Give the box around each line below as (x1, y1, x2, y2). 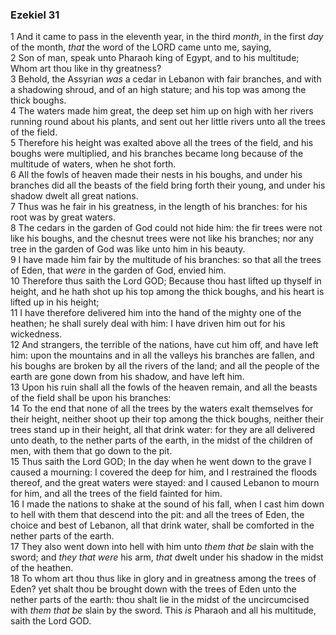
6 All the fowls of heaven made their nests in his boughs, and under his (10, 169, 303, 181)
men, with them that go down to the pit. (10, 445, 173, 457)
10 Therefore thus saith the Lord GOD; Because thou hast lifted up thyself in (10, 275, 322, 287)
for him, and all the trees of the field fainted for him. (10, 488, 223, 500)
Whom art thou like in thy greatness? (10, 63, 162, 75)
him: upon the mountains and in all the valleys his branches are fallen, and (10, 349, 315, 362)
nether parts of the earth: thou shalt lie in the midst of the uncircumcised (10, 594, 310, 606)
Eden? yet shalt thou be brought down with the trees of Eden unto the (10, 583, 297, 595)
